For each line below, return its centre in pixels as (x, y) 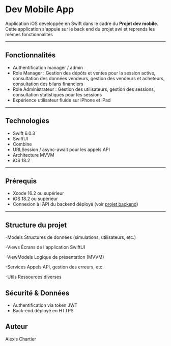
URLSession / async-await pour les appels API (61, 150)
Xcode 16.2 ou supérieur (38, 193)
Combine (22, 144)
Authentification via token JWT (45, 305)
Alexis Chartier (21, 339)
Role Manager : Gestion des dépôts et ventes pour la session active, (84, 73)
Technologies (27, 121)
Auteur (17, 327)
